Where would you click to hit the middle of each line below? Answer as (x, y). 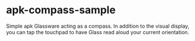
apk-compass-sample (61, 10)
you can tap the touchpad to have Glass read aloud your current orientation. (97, 32)
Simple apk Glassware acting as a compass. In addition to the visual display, (98, 26)
